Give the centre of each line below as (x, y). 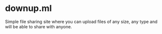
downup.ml (28, 8)
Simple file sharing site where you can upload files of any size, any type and (81, 22)
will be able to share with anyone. (38, 26)
